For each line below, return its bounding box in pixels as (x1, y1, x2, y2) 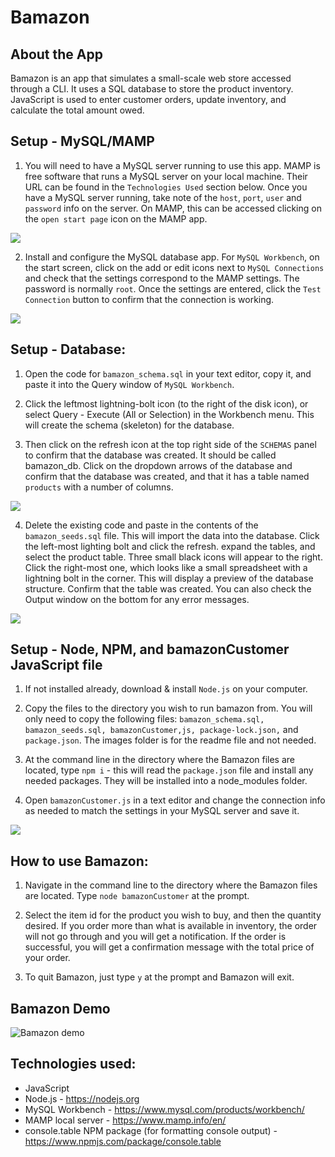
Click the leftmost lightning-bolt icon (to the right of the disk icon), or (24, 397, 309, 410)
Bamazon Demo (10, 1000, 111, 1017)
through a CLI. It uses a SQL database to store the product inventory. (10, 83, 294, 95)
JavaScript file (10, 657, 103, 674)
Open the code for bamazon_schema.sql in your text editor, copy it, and (24, 367, 312, 380)
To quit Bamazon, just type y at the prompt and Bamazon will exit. (24, 971, 295, 983)
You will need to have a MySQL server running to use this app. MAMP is (24, 159, 321, 171)
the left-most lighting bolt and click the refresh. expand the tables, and (24, 540, 316, 552)
